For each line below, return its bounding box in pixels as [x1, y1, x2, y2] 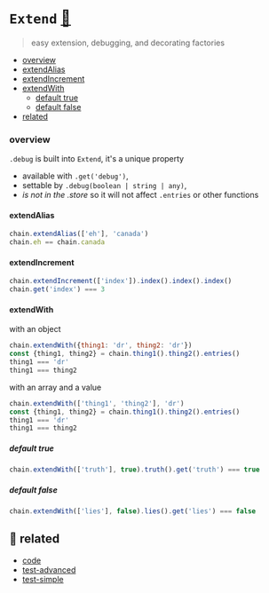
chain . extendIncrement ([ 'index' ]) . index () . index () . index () [9, 277, 233, 286]
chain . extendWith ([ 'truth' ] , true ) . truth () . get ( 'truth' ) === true [9, 465, 260, 474]
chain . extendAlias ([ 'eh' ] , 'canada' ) [9, 230, 149, 239]
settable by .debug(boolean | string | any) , [21, 180, 187, 191]
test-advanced [21, 564, 76, 575]
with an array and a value [9, 382, 102, 392]
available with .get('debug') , [21, 170, 129, 181]
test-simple [21, 573, 64, 584]
